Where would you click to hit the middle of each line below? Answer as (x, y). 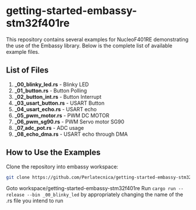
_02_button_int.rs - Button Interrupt (58, 97)
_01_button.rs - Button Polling (51, 90)
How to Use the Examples (53, 152)
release (15, 195)
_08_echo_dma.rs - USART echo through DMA (71, 134)
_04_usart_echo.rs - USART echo (56, 109)
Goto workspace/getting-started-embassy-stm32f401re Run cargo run (91, 188)
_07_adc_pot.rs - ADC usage (49, 128)
